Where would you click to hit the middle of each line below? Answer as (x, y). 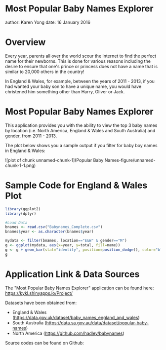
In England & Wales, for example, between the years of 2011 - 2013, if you (80, 81)
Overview (25, 42)
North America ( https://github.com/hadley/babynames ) (68, 333)
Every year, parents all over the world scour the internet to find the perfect (81, 56)
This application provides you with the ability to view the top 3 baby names (81, 125)
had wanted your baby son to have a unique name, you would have (73, 86)
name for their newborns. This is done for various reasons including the (78, 61)
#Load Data (16, 223)
